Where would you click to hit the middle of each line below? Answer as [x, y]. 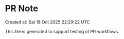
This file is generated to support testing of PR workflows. [62, 31]
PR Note [22, 9]
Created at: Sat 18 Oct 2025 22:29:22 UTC [47, 22]
